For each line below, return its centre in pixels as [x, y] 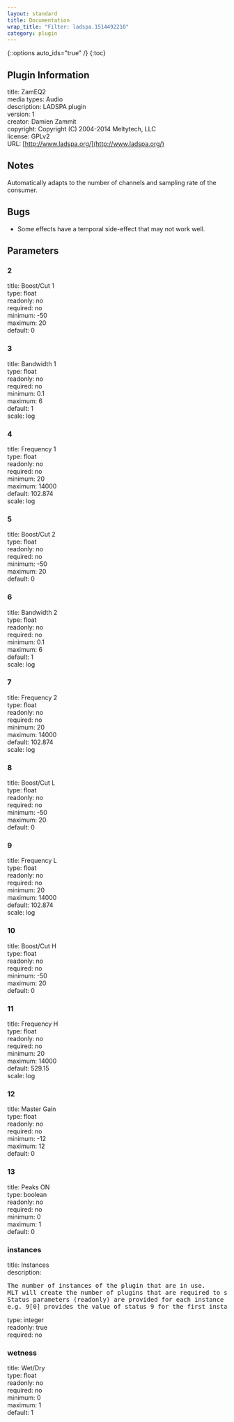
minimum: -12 [27, 1139]
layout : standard [32, 14]
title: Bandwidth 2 [32, 612]
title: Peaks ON [29, 1187]
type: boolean [27, 1194]
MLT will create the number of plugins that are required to [114, 1292]
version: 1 [21, 114]
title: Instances [28, 1265]
